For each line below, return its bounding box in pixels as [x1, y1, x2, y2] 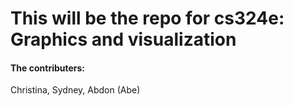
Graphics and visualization [10, 28, 237, 51]
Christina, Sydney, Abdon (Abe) [10, 84, 141, 96]
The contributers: [10, 62, 86, 74]
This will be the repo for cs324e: [10, 7, 285, 30]
